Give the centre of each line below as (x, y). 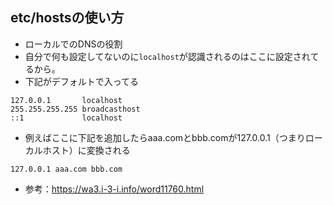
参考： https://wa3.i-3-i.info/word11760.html (114, 189)
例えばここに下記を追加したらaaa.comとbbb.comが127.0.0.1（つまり (165, 137)
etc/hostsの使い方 (67, 18)
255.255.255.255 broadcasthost (75, 109)
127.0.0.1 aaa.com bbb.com (66, 169)
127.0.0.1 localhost (66, 100)
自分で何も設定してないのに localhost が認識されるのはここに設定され (167, 56)
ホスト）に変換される (86, 150)
